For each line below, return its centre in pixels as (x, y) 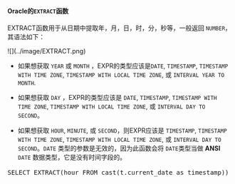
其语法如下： (26, 37)
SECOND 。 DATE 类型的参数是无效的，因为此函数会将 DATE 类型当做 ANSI (119, 148)
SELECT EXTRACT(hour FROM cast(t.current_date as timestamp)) (118, 173)
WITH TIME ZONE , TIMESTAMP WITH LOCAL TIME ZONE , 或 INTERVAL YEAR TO (121, 75)
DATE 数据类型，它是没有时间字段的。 (72, 158)
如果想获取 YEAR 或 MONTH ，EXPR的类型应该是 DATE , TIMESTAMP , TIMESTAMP (123, 66)
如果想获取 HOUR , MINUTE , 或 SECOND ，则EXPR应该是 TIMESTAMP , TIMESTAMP (122, 131)
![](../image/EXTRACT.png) (47, 51)
